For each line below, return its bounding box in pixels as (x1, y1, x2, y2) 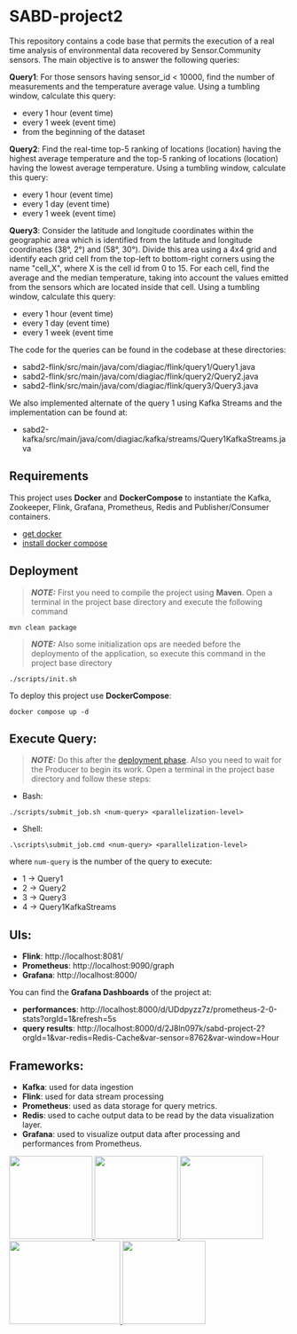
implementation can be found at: (9, 406, 129, 418)
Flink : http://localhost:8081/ (21, 951, 124, 961)
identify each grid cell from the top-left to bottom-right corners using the (9, 253, 275, 263)
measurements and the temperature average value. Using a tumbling (9, 81, 260, 91)
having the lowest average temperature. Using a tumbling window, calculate (9, 162, 286, 173)
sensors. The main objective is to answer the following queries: (9, 54, 240, 65)
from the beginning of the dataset (21, 126, 145, 137)
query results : (21, 1023, 75, 1034)
